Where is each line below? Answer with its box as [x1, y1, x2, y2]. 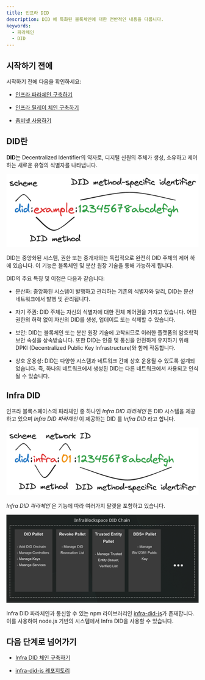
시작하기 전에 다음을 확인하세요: [6, 78, 82, 85]
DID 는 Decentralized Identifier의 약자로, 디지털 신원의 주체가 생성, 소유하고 [6, 153, 187, 161]
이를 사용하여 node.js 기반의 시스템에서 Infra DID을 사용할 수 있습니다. [6, 617, 174, 624]
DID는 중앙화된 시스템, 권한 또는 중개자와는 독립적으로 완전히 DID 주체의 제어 [6, 254, 189, 261]
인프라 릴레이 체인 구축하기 [15, 104, 79, 111]
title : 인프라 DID [6, 10, 49, 16]
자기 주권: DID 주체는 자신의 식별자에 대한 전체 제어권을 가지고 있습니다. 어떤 [15, 308, 197, 316]
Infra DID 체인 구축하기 [15, 654, 71, 662]
